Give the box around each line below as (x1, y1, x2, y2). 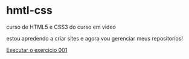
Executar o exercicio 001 (6, 46, 68, 54)
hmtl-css (6, 4, 53, 17)
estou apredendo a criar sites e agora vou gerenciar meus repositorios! (6, 35, 183, 42)
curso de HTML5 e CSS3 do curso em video (6, 23, 116, 30)
